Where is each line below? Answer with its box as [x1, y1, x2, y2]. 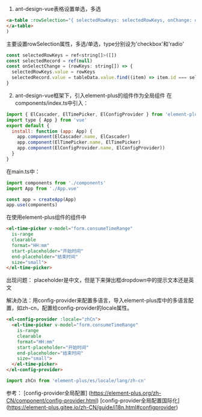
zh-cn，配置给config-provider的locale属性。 [22, 304, 133, 312]
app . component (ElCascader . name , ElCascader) [17, 134, 130, 140]
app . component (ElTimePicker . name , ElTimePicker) [17, 139, 141, 146]
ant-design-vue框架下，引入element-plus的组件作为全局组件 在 [14, 92, 173, 99]
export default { [6, 122, 50, 128]
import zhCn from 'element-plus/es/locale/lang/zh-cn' [6, 378, 147, 384]
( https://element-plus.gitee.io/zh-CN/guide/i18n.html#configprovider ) [6, 403, 179, 411]
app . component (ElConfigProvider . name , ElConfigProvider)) [17, 145, 165, 151]
